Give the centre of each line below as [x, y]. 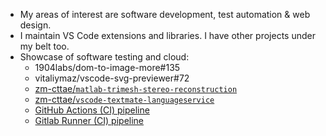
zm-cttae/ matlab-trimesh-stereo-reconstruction [136, 88]
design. [35, 25]
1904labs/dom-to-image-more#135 [107, 67]
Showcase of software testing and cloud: [104, 57]
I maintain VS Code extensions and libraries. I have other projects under [167, 35]
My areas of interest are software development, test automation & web [165, 14]
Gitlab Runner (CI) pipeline [89, 120]
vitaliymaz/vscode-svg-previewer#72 [112, 78]
